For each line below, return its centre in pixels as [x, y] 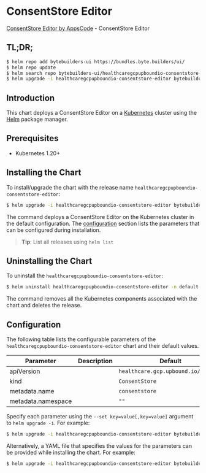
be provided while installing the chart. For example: [71, 452]
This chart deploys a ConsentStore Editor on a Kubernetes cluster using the [102, 113]
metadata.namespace [41, 401]
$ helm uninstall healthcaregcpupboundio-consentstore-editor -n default [103, 287]
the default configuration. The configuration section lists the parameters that [103, 223]
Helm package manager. [37, 119]
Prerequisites [32, 138]
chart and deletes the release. [44, 306]
